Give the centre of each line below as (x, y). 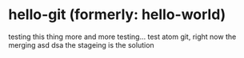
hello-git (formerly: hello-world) (117, 15)
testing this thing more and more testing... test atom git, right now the (122, 37)
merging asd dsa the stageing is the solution (81, 44)
